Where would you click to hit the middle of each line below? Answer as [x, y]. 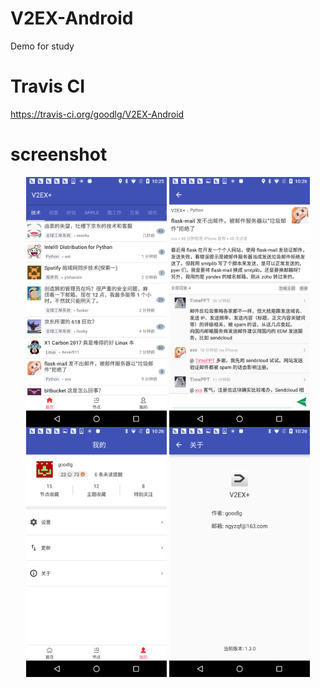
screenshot [59, 154]
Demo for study [42, 46]
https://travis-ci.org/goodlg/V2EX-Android [97, 114]
